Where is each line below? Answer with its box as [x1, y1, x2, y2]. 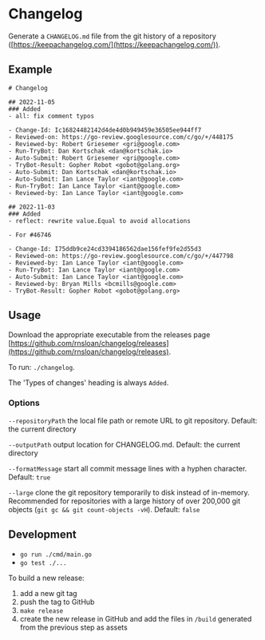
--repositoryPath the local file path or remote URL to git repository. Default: [8, 415, 258, 425]
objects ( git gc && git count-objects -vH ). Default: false [8, 504, 200, 514]
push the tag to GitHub [19, 597, 95, 606]
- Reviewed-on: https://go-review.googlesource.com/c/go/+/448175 [8, 133, 234, 141]
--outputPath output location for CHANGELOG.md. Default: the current [8, 439, 241, 449]
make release [19, 606, 64, 615]
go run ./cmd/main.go [19, 551, 92, 559]
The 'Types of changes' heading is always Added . [8, 377, 169, 388]
